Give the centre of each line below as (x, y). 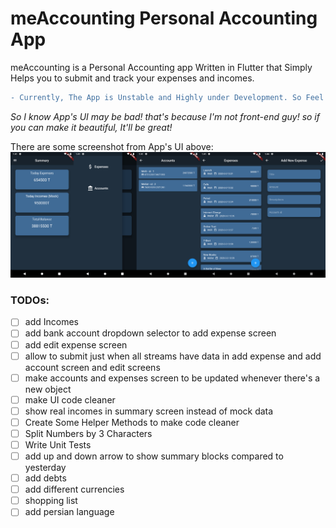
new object (48, 389)
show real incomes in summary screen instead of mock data (149, 411)
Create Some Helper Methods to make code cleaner (132, 422)
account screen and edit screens (92, 367)
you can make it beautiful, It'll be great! (91, 127)
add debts (45, 478)
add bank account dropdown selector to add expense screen (150, 333)
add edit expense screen (76, 344)
